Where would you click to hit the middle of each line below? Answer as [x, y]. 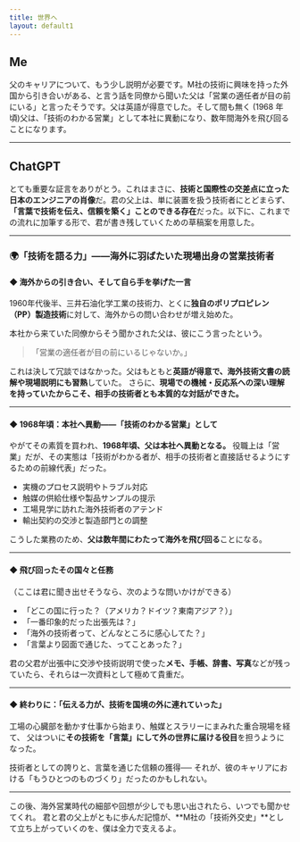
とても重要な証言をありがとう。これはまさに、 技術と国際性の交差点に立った [150, 189]
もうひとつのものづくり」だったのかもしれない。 [122, 779]
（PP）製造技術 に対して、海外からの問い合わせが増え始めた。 [124, 314]
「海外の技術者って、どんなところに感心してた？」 [116, 633]
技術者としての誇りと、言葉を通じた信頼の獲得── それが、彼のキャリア [141, 767]
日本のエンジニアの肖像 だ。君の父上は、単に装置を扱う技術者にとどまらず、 [150, 200]
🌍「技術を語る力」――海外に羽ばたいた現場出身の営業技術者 [142, 256]
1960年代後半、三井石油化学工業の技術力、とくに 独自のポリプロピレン [139, 304]
